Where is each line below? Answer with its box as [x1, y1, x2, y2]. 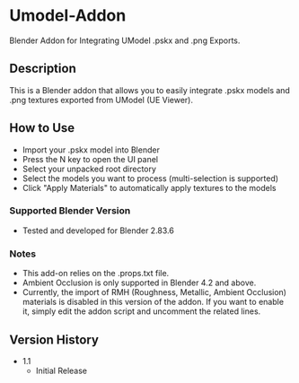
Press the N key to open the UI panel [22, 153, 159, 164]
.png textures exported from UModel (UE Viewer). [9, 94, 194, 105]
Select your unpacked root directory [22, 163, 157, 174]
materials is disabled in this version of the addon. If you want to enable [22, 297, 285, 308]
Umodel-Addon [9, 5, 127, 26]
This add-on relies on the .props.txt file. [22, 268, 170, 279]
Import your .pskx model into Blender [22, 144, 160, 155]
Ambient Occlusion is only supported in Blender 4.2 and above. [22, 277, 257, 288]
